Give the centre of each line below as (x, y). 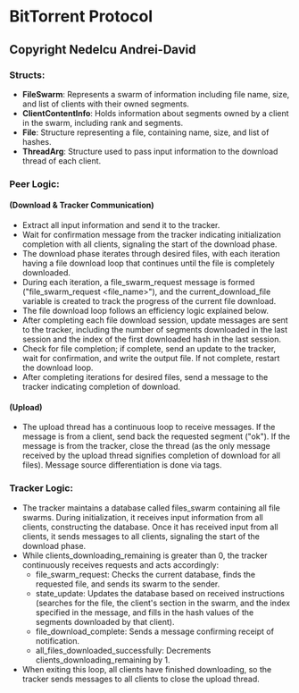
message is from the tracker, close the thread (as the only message (146, 446)
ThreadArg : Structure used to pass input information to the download (150, 151)
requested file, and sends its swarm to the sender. (128, 584)
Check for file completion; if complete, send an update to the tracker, (149, 349)
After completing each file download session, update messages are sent (155, 320)
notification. (58, 640)
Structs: (27, 75)
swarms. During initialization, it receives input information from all (142, 517)
